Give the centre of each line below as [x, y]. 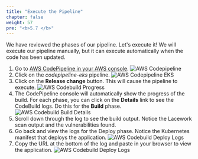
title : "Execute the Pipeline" [45, 11]
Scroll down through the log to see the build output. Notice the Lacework [103, 119]
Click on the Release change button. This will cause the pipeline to [96, 81]
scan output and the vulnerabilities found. [65, 125]
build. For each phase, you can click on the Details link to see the [94, 100]
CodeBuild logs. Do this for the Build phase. [68, 106]
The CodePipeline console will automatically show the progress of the [100, 94]
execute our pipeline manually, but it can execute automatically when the [95, 51]
